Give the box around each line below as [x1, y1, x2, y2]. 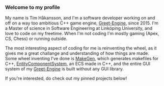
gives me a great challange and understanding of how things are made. [5, 50, 150, 56]
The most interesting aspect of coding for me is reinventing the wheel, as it [5, 45, 157, 51]
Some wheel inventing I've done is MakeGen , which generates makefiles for [5, 56, 159, 62]
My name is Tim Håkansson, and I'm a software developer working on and [5, 15, 156, 21]
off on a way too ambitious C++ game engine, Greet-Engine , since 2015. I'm [5, 20, 159, 26]
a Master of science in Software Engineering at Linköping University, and [5, 25, 153, 31]
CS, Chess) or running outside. [5, 36, 68, 42]
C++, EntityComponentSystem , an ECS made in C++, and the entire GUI [5, 61, 151, 67]
